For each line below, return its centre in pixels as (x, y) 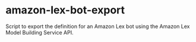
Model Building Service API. (39, 32)
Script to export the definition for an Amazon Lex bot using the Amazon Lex (98, 26)
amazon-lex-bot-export (65, 10)
